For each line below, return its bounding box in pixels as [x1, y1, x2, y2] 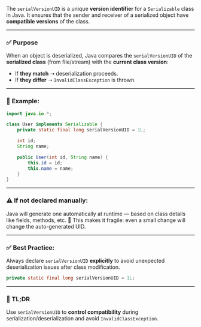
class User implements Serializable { [6, 121, 103, 128]
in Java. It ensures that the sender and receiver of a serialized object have [6, 11, 189, 19]
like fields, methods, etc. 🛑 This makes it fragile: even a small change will [6, 216, 185, 224]
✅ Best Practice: [6, 243, 55, 251]
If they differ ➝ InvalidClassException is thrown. [14, 76, 136, 83]
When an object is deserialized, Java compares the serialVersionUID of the [6, 52, 193, 59]
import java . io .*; [6, 110, 52, 116]
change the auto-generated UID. [6, 223, 86, 230]
